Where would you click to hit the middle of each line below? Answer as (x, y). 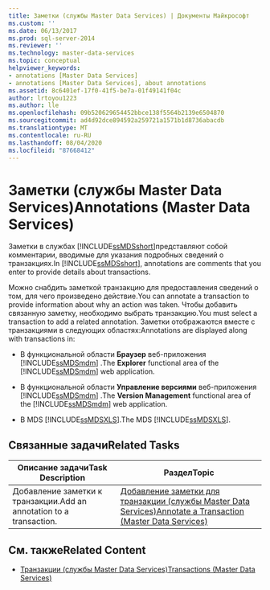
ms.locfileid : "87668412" (51, 150)
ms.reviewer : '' (35, 46)
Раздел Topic (189, 473)
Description (63, 477)
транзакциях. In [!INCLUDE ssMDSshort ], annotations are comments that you (135, 264)
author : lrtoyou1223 (43, 98)
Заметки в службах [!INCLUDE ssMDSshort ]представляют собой (118, 247)
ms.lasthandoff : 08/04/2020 (55, 143)
